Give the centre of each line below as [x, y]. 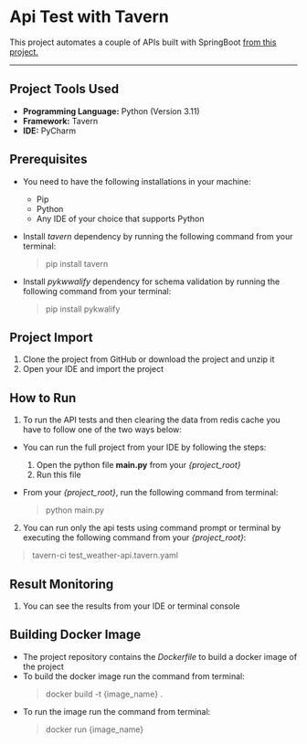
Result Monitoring [62, 584]
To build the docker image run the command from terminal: [133, 676]
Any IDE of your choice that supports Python [120, 218]
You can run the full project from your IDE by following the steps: [144, 447]
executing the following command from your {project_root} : [134, 537]
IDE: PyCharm [49, 131]
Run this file [58, 475]
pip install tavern [77, 263]
